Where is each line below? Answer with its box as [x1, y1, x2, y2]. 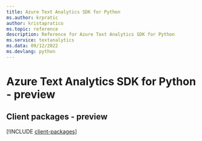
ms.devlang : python [6, 49, 56, 55]
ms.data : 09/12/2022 [6, 43, 59, 49]
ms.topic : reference [6, 26, 59, 32]
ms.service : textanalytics [6, 37, 75, 43]
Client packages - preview [6, 112, 108, 122]
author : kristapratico [6, 20, 64, 26]
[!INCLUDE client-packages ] [6, 128, 77, 135]
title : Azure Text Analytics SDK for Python [6, 9, 121, 15]
